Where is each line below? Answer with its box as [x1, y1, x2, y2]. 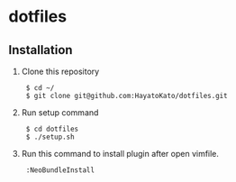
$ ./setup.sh [25, 132, 75, 141]
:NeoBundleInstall [25, 166, 95, 175]
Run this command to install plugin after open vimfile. [21, 149, 220, 159]
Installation [8, 42, 73, 58]
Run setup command [21, 107, 99, 118]
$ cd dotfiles [25, 124, 79, 133]
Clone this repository [21, 66, 100, 77]
